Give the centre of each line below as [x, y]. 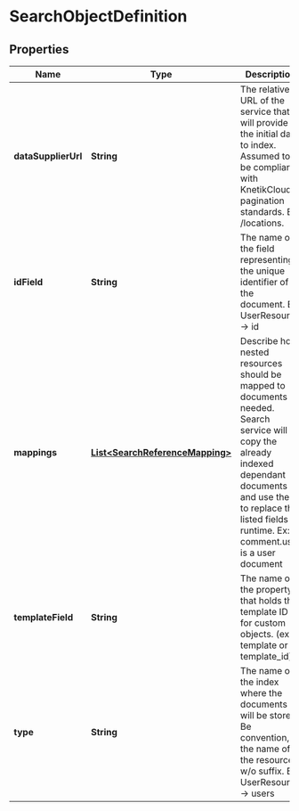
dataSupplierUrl [48, 156]
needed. [257, 408]
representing [267, 260]
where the [261, 693]
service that [265, 111]
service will [263, 430]
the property [266, 590]
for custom [263, 623]
